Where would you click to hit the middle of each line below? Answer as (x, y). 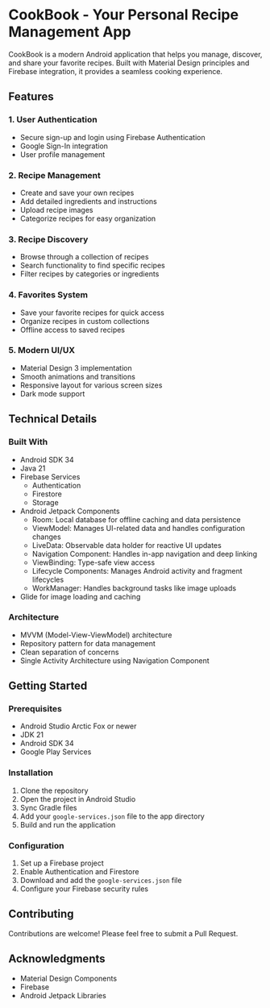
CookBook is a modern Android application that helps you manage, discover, (135, 54)
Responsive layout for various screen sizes (91, 385)
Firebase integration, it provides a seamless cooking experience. (116, 71)
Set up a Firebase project (62, 863)
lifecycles (48, 579)
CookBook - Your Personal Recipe (124, 15)
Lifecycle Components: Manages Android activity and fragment (137, 570)
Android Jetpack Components (70, 511)
